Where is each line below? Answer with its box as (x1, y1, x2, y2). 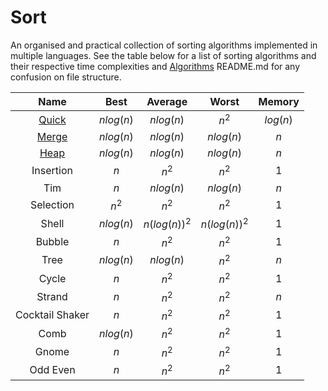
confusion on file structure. (10, 71, 122, 83)
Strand (36, 289, 68, 303)
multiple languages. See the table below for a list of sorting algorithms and (10, 49, 317, 61)
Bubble (35, 234, 70, 248)
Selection (29, 198, 75, 212)
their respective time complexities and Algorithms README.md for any (10, 60, 301, 72)
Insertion (31, 163, 73, 177)
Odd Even (29, 363, 76, 377)
